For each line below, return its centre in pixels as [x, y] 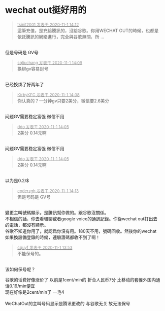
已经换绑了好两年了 [25, 84]
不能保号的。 [30, 253]
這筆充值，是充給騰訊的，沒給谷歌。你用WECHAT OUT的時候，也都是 [88, 31]
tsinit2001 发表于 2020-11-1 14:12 [48, 24]
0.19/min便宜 [22, 286]
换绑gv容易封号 [33, 69]
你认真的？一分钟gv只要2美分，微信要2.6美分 [63, 101]
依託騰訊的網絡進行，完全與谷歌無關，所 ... [61, 36]
